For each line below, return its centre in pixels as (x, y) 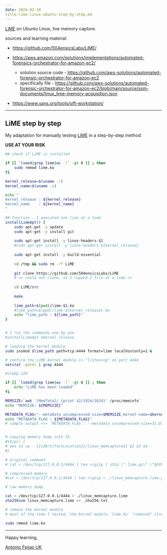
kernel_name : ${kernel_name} (40, 204)
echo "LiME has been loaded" (44, 387)
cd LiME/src (26, 287)
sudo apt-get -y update (39, 227)
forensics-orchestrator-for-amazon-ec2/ (54, 63)
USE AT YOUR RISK (25, 145)
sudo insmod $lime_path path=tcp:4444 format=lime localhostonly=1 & (79, 351)
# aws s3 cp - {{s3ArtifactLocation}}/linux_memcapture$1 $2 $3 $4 (77, 446)
